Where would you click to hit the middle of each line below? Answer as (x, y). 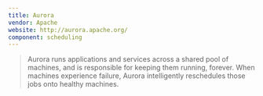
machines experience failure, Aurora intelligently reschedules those (136, 76)
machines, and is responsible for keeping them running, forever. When (141, 68)
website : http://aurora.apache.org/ (68, 30)
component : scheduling (45, 37)
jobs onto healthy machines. (73, 84)
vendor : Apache (33, 23)
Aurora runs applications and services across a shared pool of (128, 59)
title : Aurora (31, 15)
